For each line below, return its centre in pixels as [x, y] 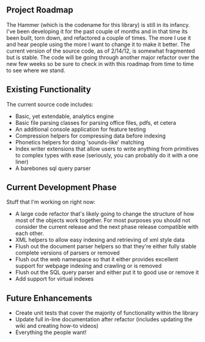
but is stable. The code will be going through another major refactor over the [103, 57]
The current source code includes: [50, 104]
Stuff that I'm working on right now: [51, 202]
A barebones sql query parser [53, 168]
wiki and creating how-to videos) [57, 326]
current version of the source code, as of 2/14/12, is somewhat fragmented [101, 51]
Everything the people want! [51, 332]
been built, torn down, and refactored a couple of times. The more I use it [99, 38]
